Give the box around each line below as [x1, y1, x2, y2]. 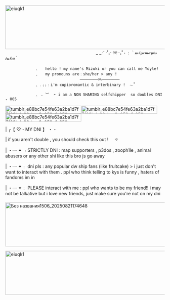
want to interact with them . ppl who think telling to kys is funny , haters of [5, 169, 159, 175]
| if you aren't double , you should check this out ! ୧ [5, 137, 118, 142]
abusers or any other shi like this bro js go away [5, 153, 105, 159]
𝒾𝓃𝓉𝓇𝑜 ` [5, 55, 18, 61]
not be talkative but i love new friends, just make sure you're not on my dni [5, 191, 161, 196]
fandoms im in [5, 175, 35, 180]
